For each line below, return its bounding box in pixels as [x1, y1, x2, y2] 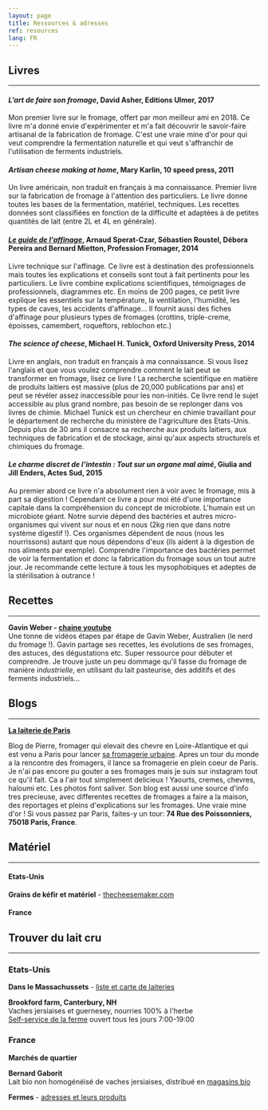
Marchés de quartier [8, 1053, 78, 1062]
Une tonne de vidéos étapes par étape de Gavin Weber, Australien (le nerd [8, 631, 253, 640]
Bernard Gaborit [8, 1068, 63, 1078]
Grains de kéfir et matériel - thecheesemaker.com [8, 890, 174, 899]
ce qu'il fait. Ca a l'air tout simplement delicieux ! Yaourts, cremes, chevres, [8, 775, 256, 784]
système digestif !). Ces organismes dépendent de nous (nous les [8, 529, 225, 538]
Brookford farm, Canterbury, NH [8, 997, 117, 1007]
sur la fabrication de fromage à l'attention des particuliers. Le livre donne [8, 191, 248, 200]
